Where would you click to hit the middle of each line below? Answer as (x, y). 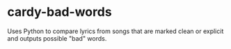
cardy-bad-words (60, 12)
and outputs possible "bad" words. (57, 38)
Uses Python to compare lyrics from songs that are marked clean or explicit (115, 31)
